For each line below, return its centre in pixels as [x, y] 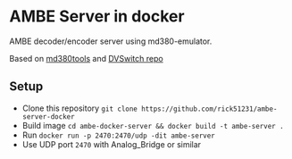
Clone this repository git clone [80, 108]
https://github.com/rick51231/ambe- [209, 109]
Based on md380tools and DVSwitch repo [86, 58]
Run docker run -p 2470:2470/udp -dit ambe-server [119, 135]
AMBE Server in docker [97, 17]
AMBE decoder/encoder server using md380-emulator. [111, 41]
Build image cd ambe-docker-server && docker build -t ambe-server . [153, 125]
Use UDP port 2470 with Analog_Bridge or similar [112, 144]
